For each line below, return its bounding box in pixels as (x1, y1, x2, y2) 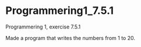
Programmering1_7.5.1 (5, 4, 114, 17)
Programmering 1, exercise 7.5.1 (5, 23, 81, 30)
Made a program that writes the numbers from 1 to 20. (5, 34, 135, 41)
